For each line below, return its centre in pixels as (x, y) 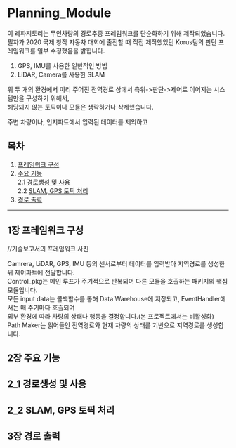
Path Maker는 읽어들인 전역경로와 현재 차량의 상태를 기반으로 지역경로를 (106, 325)
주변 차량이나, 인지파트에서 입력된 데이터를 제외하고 (78, 121)
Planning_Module (59, 13)
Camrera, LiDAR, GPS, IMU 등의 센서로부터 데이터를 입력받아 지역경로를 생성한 (116, 263)
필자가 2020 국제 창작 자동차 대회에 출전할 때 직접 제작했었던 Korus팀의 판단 (112, 42)
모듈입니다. (22, 290)
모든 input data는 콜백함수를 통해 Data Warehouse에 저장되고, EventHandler (114, 298)
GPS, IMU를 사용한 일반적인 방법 (62, 65)
